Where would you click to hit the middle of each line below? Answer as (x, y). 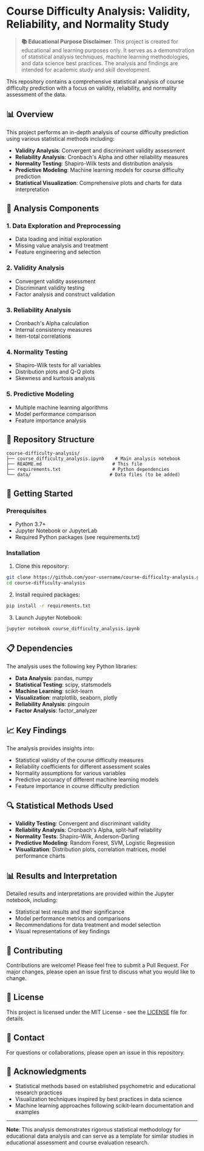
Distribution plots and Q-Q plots (55, 372)
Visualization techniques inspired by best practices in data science (98, 1099)
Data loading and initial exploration (58, 239)
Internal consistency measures (53, 330)
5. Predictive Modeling (40, 394)
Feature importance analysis (51, 420)
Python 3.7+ (30, 524)
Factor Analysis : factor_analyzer (56, 710)
